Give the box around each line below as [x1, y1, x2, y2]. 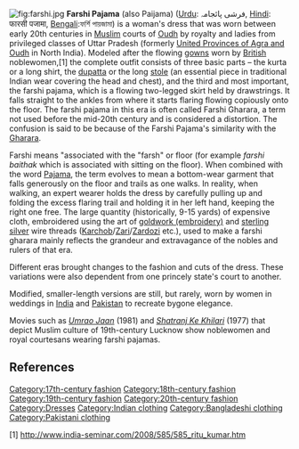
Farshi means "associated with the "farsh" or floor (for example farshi [9, 150, 265, 160]
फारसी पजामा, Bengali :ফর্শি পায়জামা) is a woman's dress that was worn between [9, 19, 276, 29]
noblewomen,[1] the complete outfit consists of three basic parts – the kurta [9, 57, 287, 67]
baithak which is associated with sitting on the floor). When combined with [9, 159, 283, 169]
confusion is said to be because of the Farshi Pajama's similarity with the [9, 123, 277, 134]
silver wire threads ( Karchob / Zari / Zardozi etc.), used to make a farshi [9, 225, 263, 236]
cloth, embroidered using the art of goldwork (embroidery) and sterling [9, 216, 270, 226]
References [9, 360, 75, 375]
